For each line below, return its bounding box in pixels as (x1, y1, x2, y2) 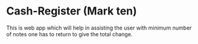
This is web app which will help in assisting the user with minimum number (6, 24, 192, 31)
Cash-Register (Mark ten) (6, 4, 137, 18)
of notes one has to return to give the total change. (6, 30, 133, 37)
